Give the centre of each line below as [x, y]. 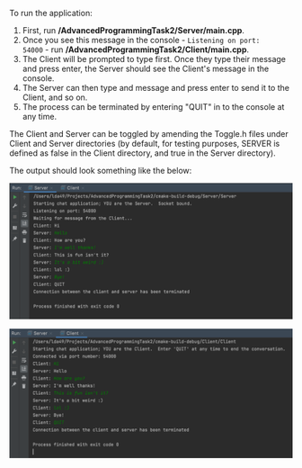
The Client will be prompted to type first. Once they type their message [154, 59]
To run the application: [51, 13]
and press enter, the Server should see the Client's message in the [146, 68]
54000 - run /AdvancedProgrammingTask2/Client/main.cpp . [136, 49]
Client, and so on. [55, 97]
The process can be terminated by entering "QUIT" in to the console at [153, 107]
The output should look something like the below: [101, 171]
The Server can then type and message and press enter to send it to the [156, 88]
